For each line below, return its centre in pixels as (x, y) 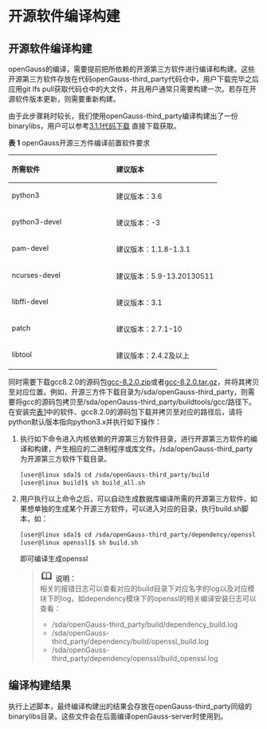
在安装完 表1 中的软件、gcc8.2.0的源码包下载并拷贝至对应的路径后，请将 (126, 411)
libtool (22, 355)
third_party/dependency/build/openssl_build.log (130, 641)
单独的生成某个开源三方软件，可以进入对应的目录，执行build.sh (137, 509)
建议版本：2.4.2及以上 (153, 355)
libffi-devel (30, 301)
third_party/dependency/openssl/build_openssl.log (135, 658)
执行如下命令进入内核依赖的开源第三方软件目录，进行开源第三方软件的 (135, 438)
